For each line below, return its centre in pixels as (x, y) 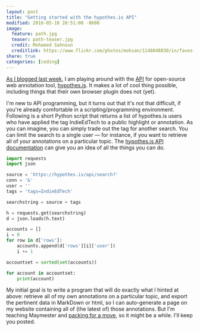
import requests (26, 158)
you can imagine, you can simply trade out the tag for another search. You (97, 128)
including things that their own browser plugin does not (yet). (81, 91)
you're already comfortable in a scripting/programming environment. (90, 109)
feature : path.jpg (35, 34)
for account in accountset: (41, 273)
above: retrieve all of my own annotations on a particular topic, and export (97, 296)
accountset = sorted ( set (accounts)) (51, 262)
